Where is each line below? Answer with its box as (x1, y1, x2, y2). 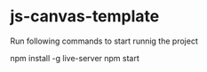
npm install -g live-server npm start (10, 52, 140, 63)
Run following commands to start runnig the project (10, 36, 198, 46)
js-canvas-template (10, 6, 160, 27)
